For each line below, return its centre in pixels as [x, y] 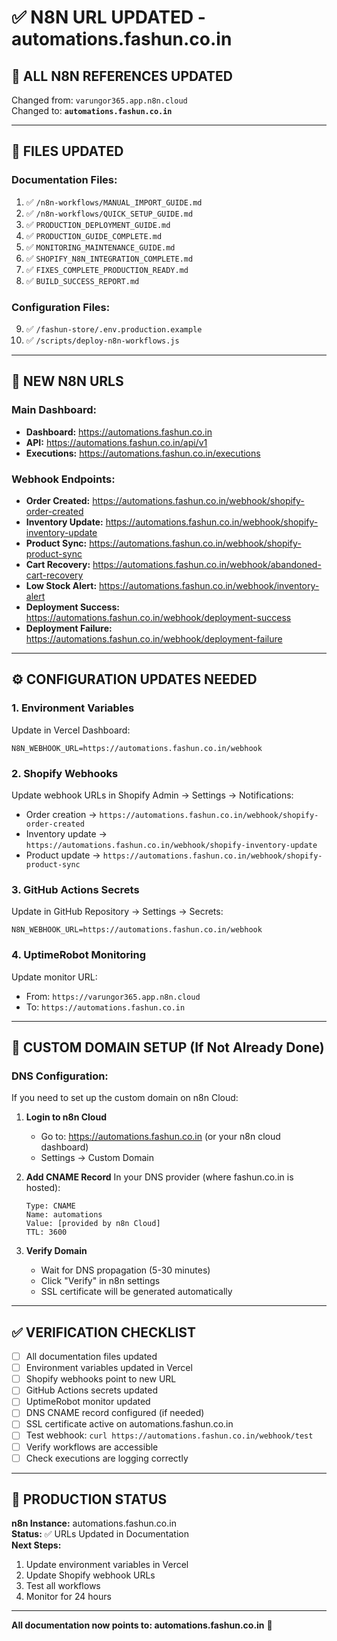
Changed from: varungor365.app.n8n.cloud [99, 100]
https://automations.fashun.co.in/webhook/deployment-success [158, 617]
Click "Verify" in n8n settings [100, 1281]
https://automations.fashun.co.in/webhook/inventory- [209, 585]
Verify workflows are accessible [92, 1447]
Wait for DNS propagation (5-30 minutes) [125, 1270]
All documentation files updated [91, 1357]
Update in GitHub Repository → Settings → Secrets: [117, 912]
